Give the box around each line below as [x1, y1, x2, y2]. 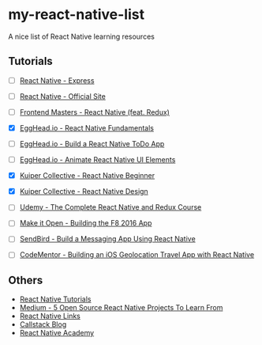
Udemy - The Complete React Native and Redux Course [19, 203, 202, 212]
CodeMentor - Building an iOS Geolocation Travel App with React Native [19, 250, 255, 260]
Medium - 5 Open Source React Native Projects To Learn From [19, 303, 223, 313]
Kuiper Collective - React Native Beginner [19, 171, 155, 180]
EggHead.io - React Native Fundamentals [19, 123, 154, 132]
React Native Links [19, 311, 81, 321]
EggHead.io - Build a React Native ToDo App [19, 139, 165, 148]
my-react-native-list [8, 6, 144, 24]
